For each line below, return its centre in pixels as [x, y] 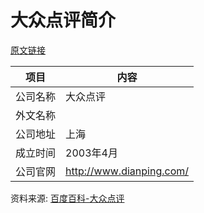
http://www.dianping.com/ [127, 171]
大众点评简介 [63, 20]
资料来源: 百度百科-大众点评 [67, 198]
